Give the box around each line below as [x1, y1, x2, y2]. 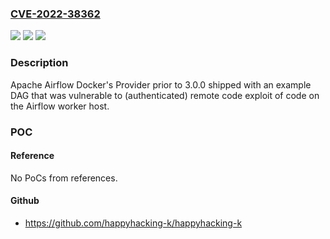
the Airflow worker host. [10, 100, 110, 112]
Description [10, 56, 69, 70]
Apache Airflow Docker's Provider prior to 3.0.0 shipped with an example [10, 78, 312, 91]
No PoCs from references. [10, 172, 118, 184]
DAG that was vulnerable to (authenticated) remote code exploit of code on [10, 89, 320, 101]
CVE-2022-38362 [10, 7, 101, 21]
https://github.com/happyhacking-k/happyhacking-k [24, 217, 243, 229]
